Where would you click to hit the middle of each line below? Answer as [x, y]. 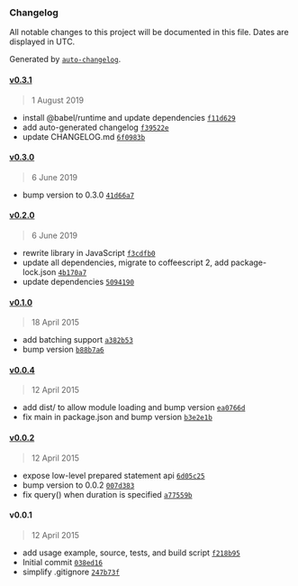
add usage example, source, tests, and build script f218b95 [131, 553]
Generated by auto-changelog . [65, 60]
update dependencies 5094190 [78, 281]
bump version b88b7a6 [63, 350]
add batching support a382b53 [77, 340]
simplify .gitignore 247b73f [71, 572]
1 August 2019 [57, 100]
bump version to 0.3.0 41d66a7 [78, 195]
